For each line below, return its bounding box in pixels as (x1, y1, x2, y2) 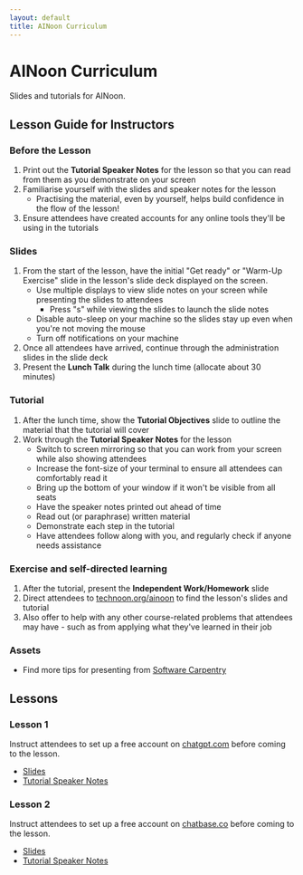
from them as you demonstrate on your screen (22, 174, 196, 186)
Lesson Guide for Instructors (9, 117, 175, 132)
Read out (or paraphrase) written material (35, 511, 191, 522)
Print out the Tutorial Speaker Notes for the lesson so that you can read (22, 165, 291, 176)
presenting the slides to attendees (35, 294, 164, 305)
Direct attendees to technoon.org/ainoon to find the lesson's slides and (22, 592, 288, 603)
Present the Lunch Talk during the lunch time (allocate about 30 (22, 361, 261, 372)
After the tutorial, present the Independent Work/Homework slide (22, 583, 270, 594)
